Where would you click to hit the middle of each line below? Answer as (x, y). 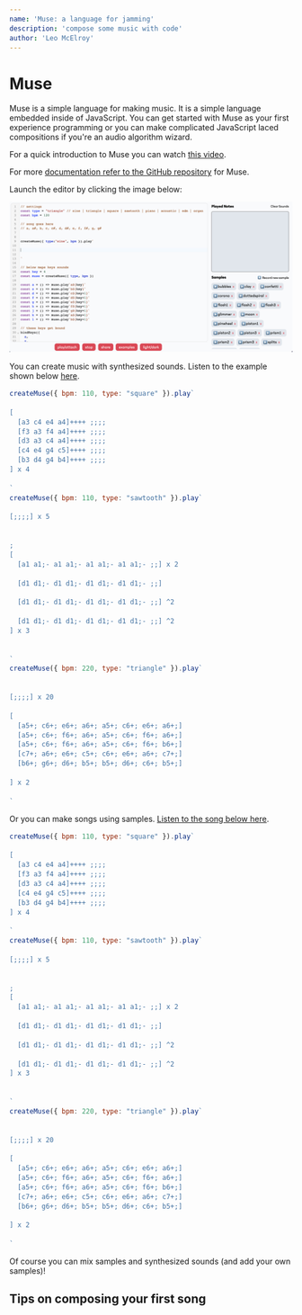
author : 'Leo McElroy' (52, 38)
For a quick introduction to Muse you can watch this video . (118, 155)
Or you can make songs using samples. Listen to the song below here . (139, 819)
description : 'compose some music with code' (96, 28)
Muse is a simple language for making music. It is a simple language (135, 109)
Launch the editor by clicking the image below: (96, 190)
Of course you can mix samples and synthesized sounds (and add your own (150, 1261)
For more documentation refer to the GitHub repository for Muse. (129, 172)
